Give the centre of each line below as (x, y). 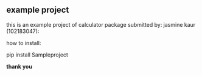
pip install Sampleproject (37, 55)
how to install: (24, 43)
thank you (19, 66)
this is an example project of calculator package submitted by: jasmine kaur (101, 24)
